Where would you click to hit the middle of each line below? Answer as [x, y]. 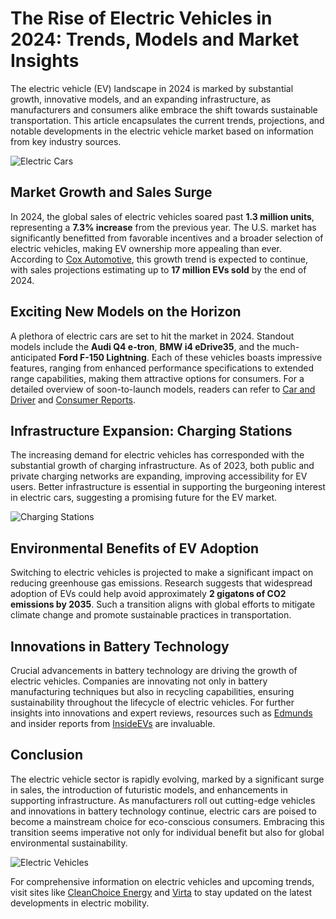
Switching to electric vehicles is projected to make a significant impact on [162, 573]
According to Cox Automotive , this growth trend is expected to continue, [159, 259]
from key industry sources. [66, 141]
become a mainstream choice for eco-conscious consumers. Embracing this [168, 821]
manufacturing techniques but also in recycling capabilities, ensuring [152, 691]
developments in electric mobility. [80, 903]
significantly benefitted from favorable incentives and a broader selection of [167, 238]
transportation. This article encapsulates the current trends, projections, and [167, 120]
